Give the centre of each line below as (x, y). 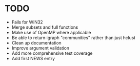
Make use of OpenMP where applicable (51, 32)
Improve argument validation (40, 48)
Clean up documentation (36, 43)
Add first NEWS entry (33, 58)
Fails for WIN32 (27, 22)
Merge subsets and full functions (45, 27)
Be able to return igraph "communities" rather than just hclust (73, 38)
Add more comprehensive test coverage (52, 53)
